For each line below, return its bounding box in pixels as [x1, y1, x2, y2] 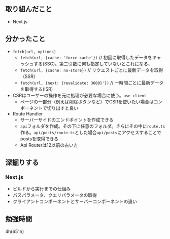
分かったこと [5, 34, 46, 43]
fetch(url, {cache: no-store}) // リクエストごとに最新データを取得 [20, 67, 163, 73]
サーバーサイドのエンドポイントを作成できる [20, 116, 114, 123]
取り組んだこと [5, 5, 52, 14]
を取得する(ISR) [20, 86, 53, 92]
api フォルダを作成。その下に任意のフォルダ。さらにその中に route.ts [20, 123, 165, 129]
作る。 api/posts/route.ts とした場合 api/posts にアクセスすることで [20, 129, 161, 135]
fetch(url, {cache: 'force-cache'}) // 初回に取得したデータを [20, 54, 152, 60]
